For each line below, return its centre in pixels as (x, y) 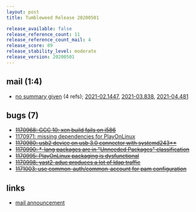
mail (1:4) (24, 82)
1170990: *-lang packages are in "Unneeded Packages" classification (102, 149)
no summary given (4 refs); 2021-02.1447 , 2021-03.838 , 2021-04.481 (102, 96)
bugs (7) (23, 115)
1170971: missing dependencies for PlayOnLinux (75, 136)
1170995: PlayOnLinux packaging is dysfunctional (77, 156)
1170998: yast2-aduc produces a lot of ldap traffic (78, 163)
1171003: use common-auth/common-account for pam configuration (101, 169)
